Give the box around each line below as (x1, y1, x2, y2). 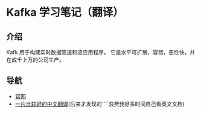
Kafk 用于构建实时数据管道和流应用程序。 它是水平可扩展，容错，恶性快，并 (6, 49, 196, 56)
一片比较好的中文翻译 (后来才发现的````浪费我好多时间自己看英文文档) (14, 100, 185, 108)
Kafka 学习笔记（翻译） (6, 5, 124, 19)
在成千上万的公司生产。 (6, 56, 65, 63)
